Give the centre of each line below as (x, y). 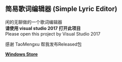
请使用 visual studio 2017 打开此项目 (43, 28)
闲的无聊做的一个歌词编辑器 (34, 22)
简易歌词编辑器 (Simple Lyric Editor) (61, 9)
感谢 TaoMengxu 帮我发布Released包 (43, 44)
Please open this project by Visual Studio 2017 (53, 33)
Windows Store (21, 54)
